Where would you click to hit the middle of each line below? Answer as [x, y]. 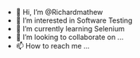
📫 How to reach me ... [52, 46]
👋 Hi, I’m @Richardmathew [59, 12]
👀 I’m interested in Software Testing [74, 20]
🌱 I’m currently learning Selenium [70, 29]
